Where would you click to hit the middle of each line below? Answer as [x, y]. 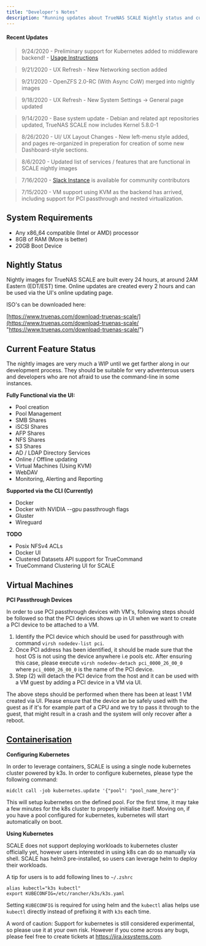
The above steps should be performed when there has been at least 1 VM [99, 694]
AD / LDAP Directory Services [53, 453]
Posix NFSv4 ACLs [39, 546]
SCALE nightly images [49, 168]
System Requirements [50, 218]
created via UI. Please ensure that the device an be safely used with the [97, 700]
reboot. [16, 720]
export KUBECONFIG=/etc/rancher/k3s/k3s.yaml [65, 893]
